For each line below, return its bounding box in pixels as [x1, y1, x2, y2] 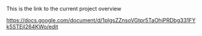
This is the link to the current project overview [6, 5, 122, 12]
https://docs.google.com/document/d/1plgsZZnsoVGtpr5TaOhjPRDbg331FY [6, 17, 196, 23]
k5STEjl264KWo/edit [6, 23, 59, 30]
